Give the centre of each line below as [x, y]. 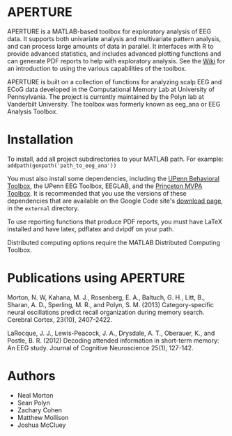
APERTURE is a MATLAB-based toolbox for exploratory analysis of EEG [109, 31]
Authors [31, 376]
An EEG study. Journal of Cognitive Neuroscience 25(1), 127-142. [100, 348]
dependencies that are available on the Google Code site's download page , [115, 201]
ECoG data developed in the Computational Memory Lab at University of [111, 89]
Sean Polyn [34, 403]
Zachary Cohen [40, 410]
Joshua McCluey [41, 425]
